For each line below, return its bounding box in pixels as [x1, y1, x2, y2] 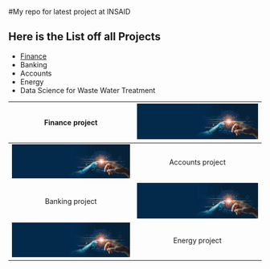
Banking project [44, 197, 97, 206]
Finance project [43, 117, 98, 127]
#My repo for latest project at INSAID [8, 7, 131, 16]
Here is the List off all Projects [8, 30, 162, 43]
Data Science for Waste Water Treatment [19, 85, 156, 95]
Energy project [173, 236, 223, 246]
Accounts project [169, 157, 227, 167]
